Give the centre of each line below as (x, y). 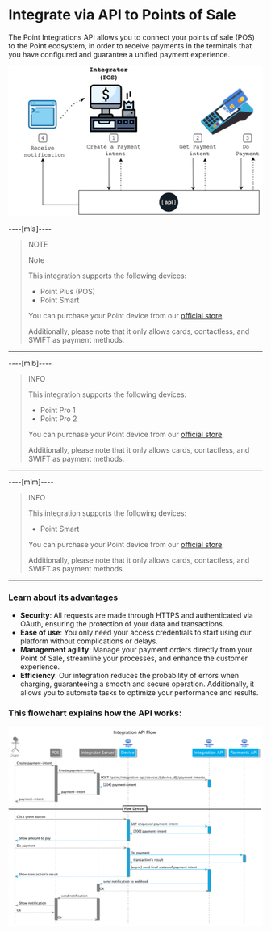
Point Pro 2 (58, 419)
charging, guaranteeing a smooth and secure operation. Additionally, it (137, 684)
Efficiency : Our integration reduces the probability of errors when (129, 675)
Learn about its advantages (63, 597)
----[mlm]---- (31, 482)
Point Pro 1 (58, 411)
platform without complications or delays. (89, 641)
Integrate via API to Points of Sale (122, 15)
